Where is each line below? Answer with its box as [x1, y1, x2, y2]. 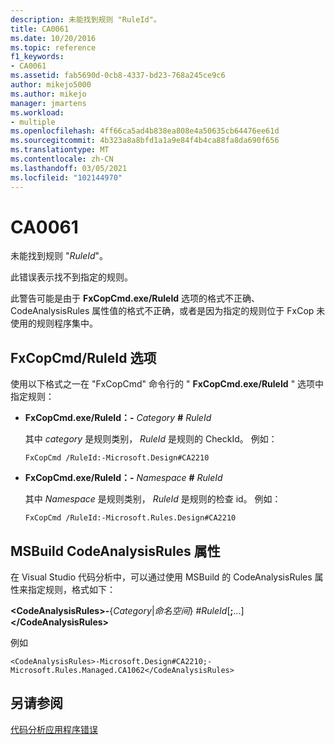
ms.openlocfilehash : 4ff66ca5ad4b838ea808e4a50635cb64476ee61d [10, 126, 280, 136]
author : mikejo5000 [10, 80, 92, 90]
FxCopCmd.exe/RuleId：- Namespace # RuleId [24, 472, 223, 484]
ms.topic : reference [10, 42, 97, 53]
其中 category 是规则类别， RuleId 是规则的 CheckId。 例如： [24, 433, 278, 445]
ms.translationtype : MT [10, 145, 110, 155]
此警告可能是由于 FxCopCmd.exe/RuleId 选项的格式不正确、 [10, 292, 261, 305]
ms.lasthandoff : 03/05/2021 [10, 163, 128, 173]
